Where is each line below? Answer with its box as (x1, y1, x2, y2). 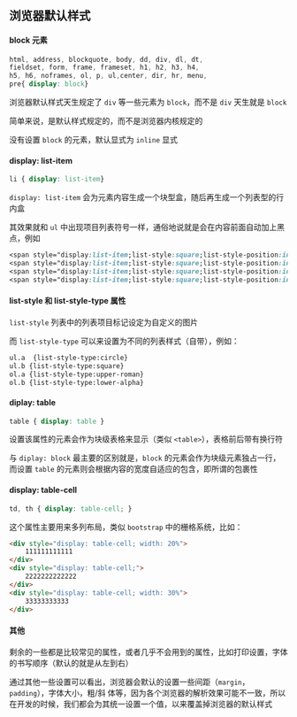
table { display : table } (9, 417, 104, 426)
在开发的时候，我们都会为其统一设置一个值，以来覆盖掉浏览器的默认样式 (9, 698, 272, 709)
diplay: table (9, 397, 56, 407)
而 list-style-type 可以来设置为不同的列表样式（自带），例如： (9, 335, 240, 346)
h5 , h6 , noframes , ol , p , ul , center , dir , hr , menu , (9, 72, 208, 81)
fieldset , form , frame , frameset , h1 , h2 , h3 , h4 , (9, 63, 200, 73)
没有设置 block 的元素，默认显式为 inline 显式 (9, 135, 179, 145)
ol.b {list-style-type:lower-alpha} (9, 378, 144, 387)
